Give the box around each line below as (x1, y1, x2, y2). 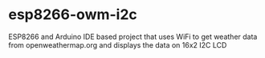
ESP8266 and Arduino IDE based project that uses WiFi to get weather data (8, 32, 258, 41)
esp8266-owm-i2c (8, 6, 138, 24)
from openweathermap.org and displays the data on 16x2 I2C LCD (8, 40, 227, 49)
